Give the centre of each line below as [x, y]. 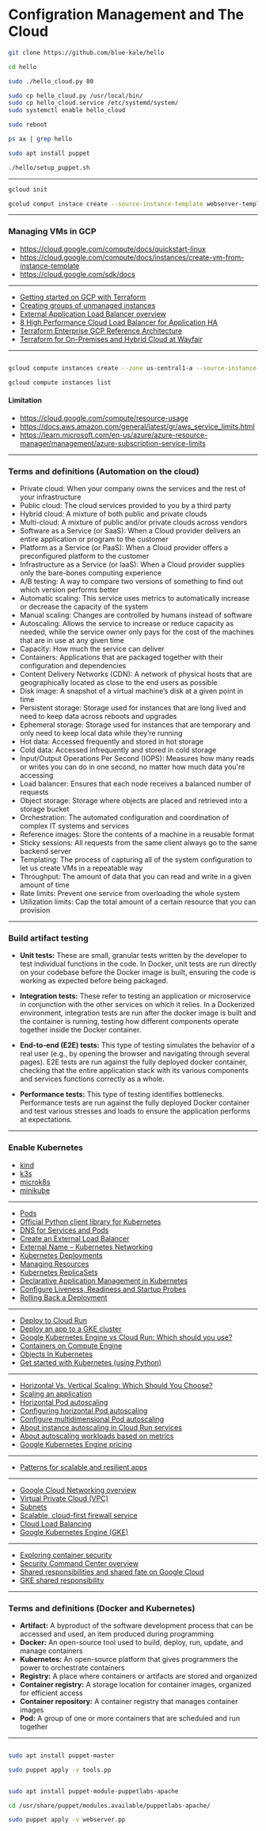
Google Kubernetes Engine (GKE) [74, 1532]
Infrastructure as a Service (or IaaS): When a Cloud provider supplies [132, 564]
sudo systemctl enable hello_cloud [67, 110]
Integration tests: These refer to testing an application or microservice [135, 996]
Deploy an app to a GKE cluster [70, 1329]
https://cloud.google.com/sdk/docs [78, 274]
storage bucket [44, 809]
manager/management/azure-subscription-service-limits [112, 443]
